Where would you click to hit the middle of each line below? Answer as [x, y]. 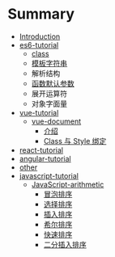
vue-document [56, 121]
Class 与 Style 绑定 [75, 141]
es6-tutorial [39, 44]
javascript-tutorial [49, 175]
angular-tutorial [45, 158]
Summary [41, 14]
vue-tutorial [39, 112]
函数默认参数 [53, 83]
